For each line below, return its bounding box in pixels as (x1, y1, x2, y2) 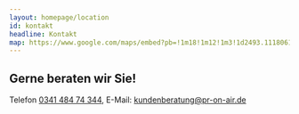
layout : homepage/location (9, 12, 109, 22)
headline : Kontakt (9, 29, 77, 38)
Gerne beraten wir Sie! (9, 70, 136, 85)
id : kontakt (9, 21, 53, 30)
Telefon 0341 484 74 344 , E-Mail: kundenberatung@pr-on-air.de (9, 94, 246, 105)
